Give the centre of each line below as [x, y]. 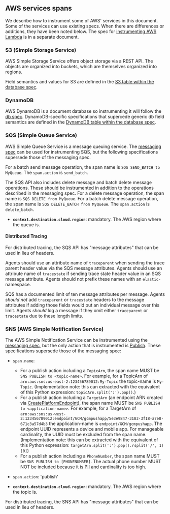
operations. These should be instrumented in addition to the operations [79, 188]
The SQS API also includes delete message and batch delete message [79, 182]
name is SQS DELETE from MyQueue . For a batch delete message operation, [82, 198]
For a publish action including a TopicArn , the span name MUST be [90, 371]
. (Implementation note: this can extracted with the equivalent [96, 387]
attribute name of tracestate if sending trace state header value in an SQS [83, 274]
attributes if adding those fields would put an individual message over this [82, 305]
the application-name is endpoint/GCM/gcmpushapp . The [106, 424]
